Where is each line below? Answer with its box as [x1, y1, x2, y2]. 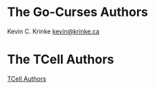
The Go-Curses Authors [7, 4, 149, 20]
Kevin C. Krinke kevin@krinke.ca [7, 27, 100, 35]
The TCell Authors [7, 51, 114, 67]
